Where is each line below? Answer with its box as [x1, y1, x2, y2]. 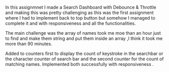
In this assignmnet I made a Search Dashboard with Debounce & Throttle [5, 5, 156, 10]
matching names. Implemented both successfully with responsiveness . [5, 61, 154, 67]
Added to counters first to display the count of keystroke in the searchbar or [5, 50, 163, 56]
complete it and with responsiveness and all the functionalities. [5, 20, 136, 26]
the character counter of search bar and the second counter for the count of [5, 56, 164, 62]
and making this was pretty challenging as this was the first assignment [5, 10, 154, 16]
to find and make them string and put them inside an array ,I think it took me [5, 35, 163, 41]
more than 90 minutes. [5, 41, 52, 47]
